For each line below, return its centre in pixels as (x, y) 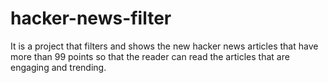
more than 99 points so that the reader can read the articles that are (150, 56)
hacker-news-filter (91, 18)
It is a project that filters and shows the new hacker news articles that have (164, 46)
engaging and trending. (58, 67)
